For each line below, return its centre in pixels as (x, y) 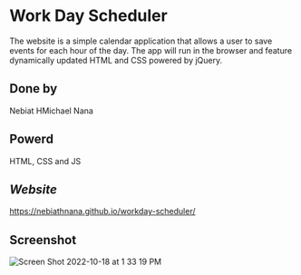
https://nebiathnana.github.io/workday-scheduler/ (103, 211)
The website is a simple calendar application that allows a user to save (141, 41)
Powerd (32, 139)
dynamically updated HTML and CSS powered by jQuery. (116, 60)
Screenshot (43, 240)
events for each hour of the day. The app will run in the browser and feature (151, 50)
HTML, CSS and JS (45, 161)
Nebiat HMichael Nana (51, 111)
